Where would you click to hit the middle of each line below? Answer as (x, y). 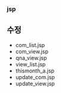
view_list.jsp (30, 64)
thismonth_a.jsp (35, 71)
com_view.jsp (32, 51)
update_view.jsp (35, 83)
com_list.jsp (30, 45)
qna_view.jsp (31, 58)
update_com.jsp (35, 77)
